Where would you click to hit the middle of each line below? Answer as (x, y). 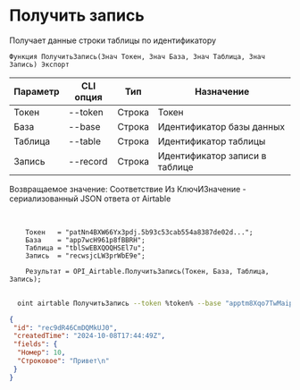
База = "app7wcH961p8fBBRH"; (85, 240)
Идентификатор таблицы (212, 141)
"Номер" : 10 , (42, 353)
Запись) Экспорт (39, 64)
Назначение (222, 91)
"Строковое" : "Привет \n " (63, 361)
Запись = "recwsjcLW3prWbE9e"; (85, 256)
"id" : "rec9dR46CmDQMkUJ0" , (65, 327)
